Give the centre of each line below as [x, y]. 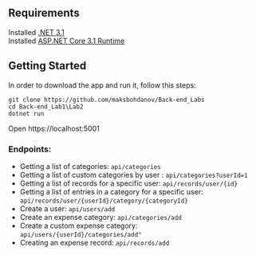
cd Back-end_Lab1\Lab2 [46, 107]
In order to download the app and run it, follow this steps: [102, 85]
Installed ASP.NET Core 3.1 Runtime [67, 41]
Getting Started [47, 66]
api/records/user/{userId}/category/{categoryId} [104, 201]
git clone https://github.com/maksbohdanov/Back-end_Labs [106, 100]
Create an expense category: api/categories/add [100, 217]
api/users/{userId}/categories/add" [81, 234]
